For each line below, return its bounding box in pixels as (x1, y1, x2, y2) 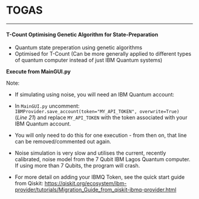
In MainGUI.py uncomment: (14, 102, 80, 110)
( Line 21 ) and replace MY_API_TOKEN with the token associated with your (14, 114, 188, 121)
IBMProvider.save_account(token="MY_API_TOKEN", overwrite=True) (14, 109, 179, 115)
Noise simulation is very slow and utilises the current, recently (14, 149, 166, 157)
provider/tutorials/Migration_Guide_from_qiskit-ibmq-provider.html (14, 186, 176, 193)
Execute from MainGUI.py (6, 68, 71, 75)
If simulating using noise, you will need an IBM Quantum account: (14, 91, 175, 98)
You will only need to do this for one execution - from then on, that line (14, 131, 187, 139)
